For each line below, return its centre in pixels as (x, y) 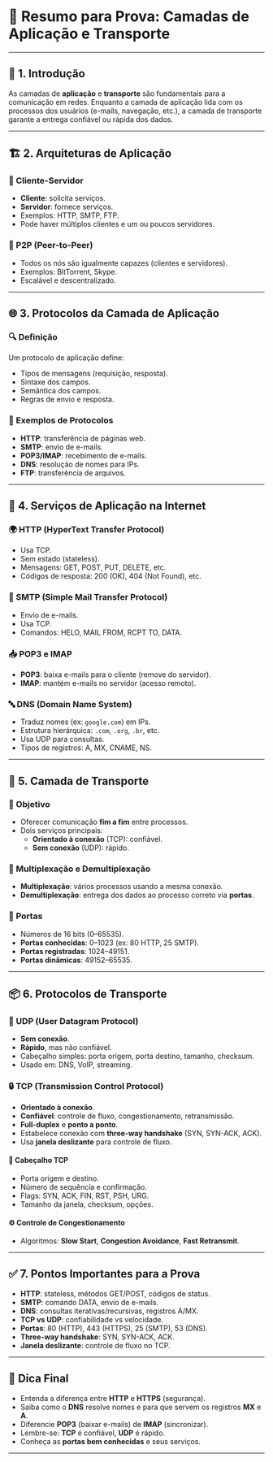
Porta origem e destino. (60, 1178)
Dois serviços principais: (61, 830)
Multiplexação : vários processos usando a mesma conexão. (121, 887)
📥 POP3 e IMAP (41, 653)
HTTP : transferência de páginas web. (83, 438)
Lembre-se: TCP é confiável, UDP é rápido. (92, 1433)
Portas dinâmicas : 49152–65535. (76, 960)
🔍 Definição (33, 337)
